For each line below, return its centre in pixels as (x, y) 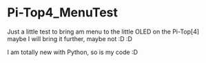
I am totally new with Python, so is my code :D (72, 52)
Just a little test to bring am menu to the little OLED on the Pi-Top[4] (103, 32)
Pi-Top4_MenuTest (63, 13)
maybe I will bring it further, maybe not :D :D (70, 38)
